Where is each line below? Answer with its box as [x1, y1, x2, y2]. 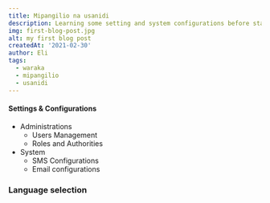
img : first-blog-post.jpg [8, 26, 95, 35]
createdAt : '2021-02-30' [8, 42, 92, 50]
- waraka [15, 64, 45, 72]
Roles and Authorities [31, 138, 103, 148]
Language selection [8, 184, 88, 195]
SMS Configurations [31, 156, 99, 165]
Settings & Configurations [8, 104, 97, 113]
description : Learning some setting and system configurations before [8, 19, 250, 27]
